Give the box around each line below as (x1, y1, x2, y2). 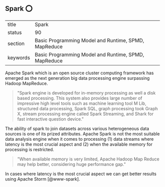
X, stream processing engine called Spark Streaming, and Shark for (17, 111, 154, 117)
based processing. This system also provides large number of (17, 95, 142, 101)
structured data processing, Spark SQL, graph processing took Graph (17, 105, 158, 111)
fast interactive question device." (17, 116, 84, 122)
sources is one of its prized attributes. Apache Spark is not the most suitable (5, 130, 160, 137)
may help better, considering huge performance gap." (17, 161, 126, 167)
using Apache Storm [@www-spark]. (5, 176, 80, 182)
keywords (7, 54, 30, 61)
